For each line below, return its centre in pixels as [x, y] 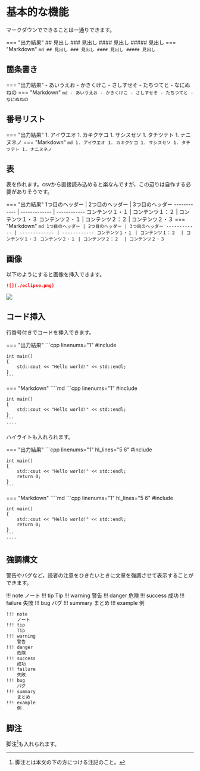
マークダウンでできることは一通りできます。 [60, 30]
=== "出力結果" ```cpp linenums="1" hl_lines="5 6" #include [79, 450]
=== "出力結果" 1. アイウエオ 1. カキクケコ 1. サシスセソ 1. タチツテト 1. [93, 135]
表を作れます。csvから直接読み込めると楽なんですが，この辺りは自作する [96, 185]
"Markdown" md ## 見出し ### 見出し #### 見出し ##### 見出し [81, 49]
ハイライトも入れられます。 [40, 437]
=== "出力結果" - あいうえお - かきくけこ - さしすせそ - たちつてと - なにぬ [98, 85]
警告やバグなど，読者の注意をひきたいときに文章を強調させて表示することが [100, 575]
